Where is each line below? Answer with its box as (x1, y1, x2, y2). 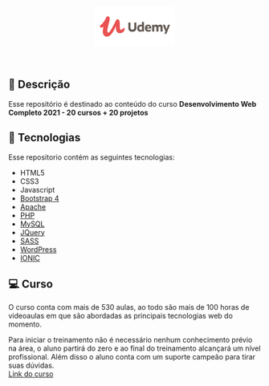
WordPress (19, 244, 57, 254)
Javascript (19, 185, 55, 194)
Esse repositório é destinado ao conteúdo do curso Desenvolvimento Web (8, 99, 257, 108)
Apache (19, 201, 47, 211)
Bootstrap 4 (19, 193, 59, 203)
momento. (8, 319, 43, 329)
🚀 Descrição (8, 78, 71, 91)
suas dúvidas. (8, 360, 55, 371)
